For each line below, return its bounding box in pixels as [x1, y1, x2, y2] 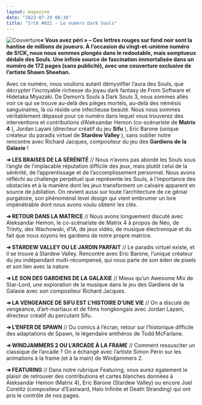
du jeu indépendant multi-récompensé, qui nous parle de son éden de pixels [6, 257, 196, 264]
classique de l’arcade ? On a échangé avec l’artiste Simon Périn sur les [6, 348, 181, 356]
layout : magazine [6, 8, 50, 15]
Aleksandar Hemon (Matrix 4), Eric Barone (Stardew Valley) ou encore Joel [6, 379, 192, 386]
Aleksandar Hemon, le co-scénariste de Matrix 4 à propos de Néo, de [6, 219, 179, 226]
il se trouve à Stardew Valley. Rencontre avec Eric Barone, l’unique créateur [6, 250, 193, 257]
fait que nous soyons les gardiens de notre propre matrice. [6, 232, 152, 239]
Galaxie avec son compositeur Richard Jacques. [6, 287, 126, 295]
